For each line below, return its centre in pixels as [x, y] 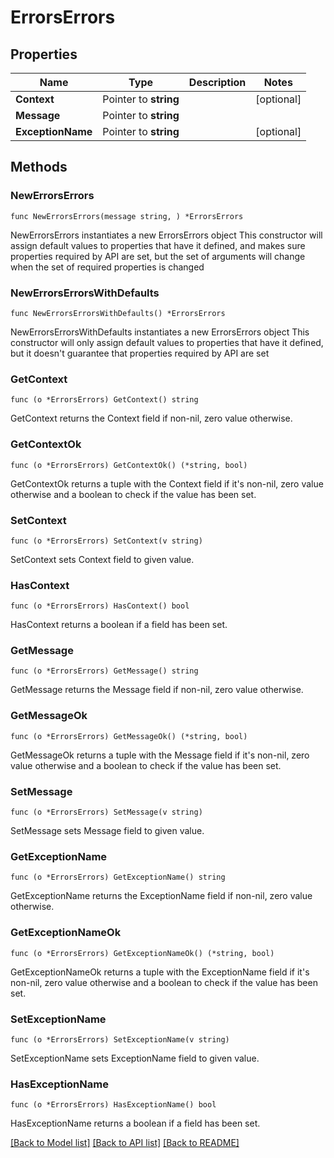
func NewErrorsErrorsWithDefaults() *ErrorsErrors [118, 313]
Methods [39, 167]
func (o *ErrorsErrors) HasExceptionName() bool [113, 1105]
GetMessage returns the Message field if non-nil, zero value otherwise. [157, 690]
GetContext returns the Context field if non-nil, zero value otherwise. [151, 418]
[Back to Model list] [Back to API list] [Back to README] [125, 1143]
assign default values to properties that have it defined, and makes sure [158, 245]
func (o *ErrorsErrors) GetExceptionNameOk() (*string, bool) [142, 953]
